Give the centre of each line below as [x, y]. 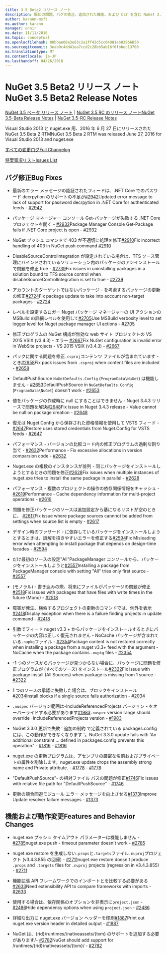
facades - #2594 [30, 549]
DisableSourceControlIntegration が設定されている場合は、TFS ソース [83, 256]
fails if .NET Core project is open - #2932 [54, 230]
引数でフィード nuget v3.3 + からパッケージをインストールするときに [83, 629]
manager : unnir [21, 28]
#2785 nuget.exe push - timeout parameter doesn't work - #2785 [79, 843]
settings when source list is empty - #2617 [56, 521]
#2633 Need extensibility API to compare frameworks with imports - [82, 886]
